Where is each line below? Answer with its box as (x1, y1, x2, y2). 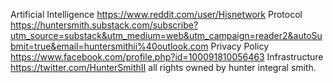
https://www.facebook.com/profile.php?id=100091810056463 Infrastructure (10, 51, 324, 63)
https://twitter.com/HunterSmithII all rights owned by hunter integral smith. (10, 62, 317, 73)
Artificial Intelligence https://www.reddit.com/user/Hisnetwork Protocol (10, 9, 303, 20)
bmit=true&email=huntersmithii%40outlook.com (10, 40, 209, 52)
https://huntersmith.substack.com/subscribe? (10, 19, 199, 31)
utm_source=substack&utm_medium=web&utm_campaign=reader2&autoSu (10, 30, 323, 41)
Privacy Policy (210, 40, 270, 52)
